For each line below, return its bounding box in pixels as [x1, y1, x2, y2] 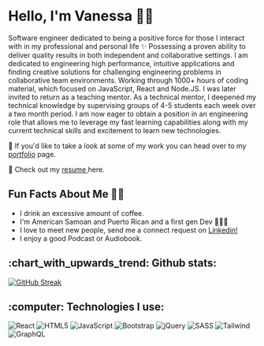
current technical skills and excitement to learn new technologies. [8, 125, 221, 135]
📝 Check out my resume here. [8, 165, 105, 174]
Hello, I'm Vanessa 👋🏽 [8, 7, 154, 25]
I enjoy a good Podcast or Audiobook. [19, 233, 143, 243]
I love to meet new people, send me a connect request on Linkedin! [19, 225, 238, 235]
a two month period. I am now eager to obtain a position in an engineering [8, 109, 248, 118]
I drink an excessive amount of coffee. [19, 208, 144, 218]
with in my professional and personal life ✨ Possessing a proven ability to [8, 41, 246, 50]
